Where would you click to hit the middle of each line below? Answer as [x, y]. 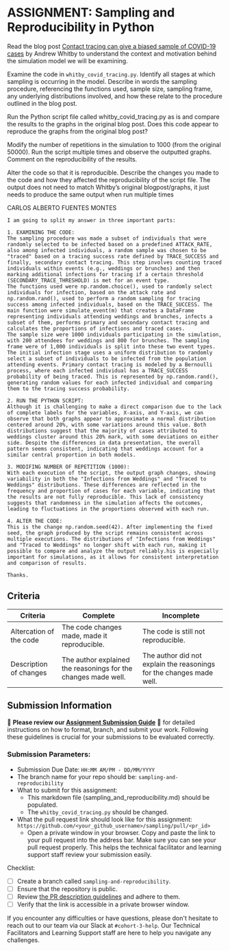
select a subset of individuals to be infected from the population [107, 359]
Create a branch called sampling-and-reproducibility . [94, 881]
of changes [29, 673]
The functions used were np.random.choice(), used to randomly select [110, 287]
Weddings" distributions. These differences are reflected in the [104, 485]
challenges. [23, 940]
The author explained [95, 660]
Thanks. [18, 575]
